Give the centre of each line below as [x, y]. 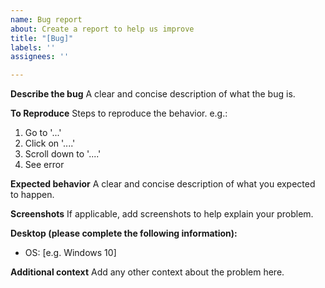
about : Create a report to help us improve [102, 29]
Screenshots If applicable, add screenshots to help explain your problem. [162, 214]
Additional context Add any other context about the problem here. [147, 272]
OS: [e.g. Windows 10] [70, 253]
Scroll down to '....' [63, 154]
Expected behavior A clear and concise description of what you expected [163, 184]
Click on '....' [50, 143]
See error [44, 165]
